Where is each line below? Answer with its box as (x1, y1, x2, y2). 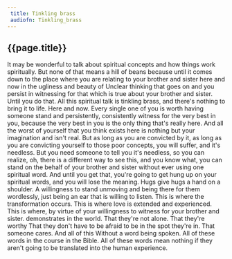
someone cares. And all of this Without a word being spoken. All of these (7, 229, 215, 238)
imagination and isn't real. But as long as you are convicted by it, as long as (7, 134, 222, 142)
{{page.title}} (7, 42, 67, 54)
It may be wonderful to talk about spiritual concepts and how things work (7, 60, 216, 69)
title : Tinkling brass (10, 10, 76, 17)
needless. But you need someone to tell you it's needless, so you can (7, 148, 205, 157)
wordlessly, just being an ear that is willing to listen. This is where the (7, 193, 204, 201)
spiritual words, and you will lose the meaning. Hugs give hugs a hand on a (7, 178, 221, 186)
